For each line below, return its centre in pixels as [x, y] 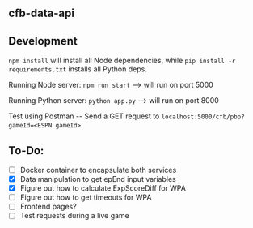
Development [43, 41]
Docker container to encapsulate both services [98, 170]
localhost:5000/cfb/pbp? [203, 117]
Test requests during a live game [74, 216]
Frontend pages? [48, 207]
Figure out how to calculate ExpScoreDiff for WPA [103, 188]
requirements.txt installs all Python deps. [78, 69]
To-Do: [26, 151]
